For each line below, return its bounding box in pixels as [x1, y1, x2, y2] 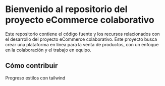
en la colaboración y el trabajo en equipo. [5, 47, 92, 53]
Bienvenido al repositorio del [5, 4, 128, 15]
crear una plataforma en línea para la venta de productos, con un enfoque [5, 41, 159, 47]
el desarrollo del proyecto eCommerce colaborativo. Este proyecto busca [5, 36, 157, 42]
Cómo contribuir [5, 61, 58, 70]
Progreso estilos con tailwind [5, 74, 66, 81]
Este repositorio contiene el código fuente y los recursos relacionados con [5, 31, 160, 37]
